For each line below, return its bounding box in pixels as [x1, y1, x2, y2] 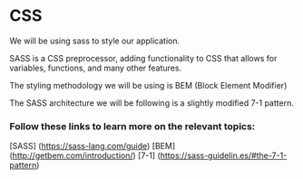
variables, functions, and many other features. [9, 62, 182, 73]
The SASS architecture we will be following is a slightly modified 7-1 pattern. [9, 97, 295, 108]
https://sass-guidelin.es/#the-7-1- [160, 150, 288, 161]
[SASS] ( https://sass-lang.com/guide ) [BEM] [9, 141, 176, 152]
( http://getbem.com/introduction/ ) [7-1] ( [9, 150, 161, 161]
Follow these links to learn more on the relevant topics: [9, 119, 256, 132]
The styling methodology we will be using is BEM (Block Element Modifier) [9, 80, 288, 90]
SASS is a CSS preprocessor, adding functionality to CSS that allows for [9, 52, 278, 63]
